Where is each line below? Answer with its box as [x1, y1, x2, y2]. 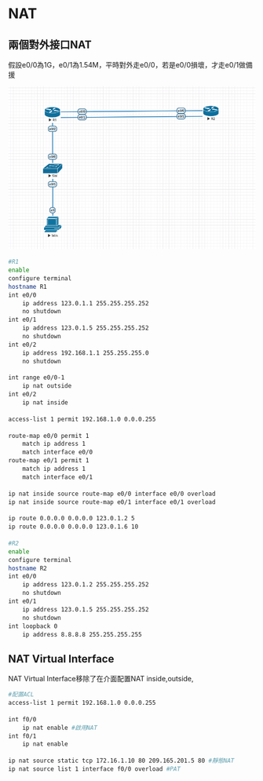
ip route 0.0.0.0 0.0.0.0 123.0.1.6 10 [8, 523, 139, 531]
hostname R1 [8, 283, 47, 290]
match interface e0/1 [22, 473, 93, 481]
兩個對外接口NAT [8, 38, 92, 51]
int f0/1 [8, 732, 37, 740]
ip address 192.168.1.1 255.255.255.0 [22, 349, 149, 357]
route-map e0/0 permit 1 [8, 432, 89, 440]
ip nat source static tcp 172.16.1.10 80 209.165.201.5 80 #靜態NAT [8, 757, 235, 765]
